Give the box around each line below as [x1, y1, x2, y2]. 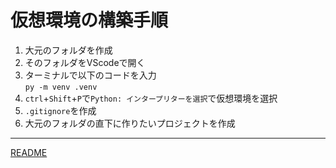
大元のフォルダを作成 [24, 44, 113, 56]
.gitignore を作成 [24, 104, 97, 116]
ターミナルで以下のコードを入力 [24, 69, 157, 81]
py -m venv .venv [24, 82, 98, 92]
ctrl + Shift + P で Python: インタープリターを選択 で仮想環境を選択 [24, 92, 278, 104]
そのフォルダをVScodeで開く [24, 56, 146, 68]
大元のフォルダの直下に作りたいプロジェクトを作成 [24, 117, 236, 129]
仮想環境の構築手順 [10, 9, 169, 32]
